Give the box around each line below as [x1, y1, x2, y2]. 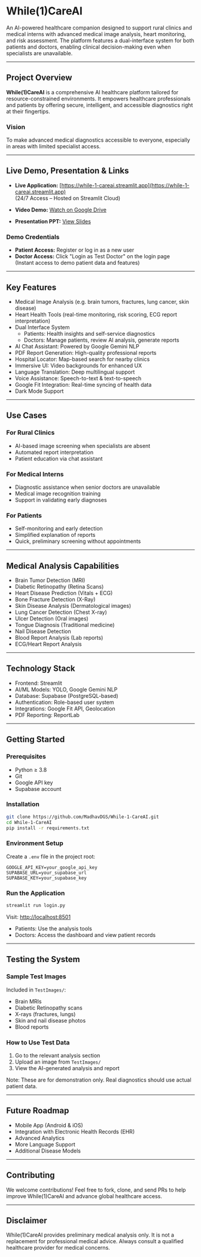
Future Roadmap [6, 1106, 69, 1116]
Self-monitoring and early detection [14, 525, 103, 532]
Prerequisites [6, 753, 46, 761]
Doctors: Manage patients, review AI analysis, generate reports [23, 336, 179, 344]
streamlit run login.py [6, 903, 66, 909]
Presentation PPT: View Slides [14, 217, 92, 225]
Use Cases [6, 410, 47, 421]
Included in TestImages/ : [6, 986, 66, 993]
